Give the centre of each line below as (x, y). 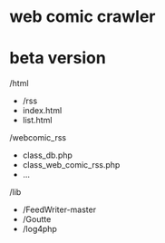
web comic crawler (82, 17)
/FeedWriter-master (59, 209)
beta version (58, 58)
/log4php (39, 229)
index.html (42, 111)
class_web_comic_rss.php (71, 165)
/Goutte (37, 219)
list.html (37, 121)
